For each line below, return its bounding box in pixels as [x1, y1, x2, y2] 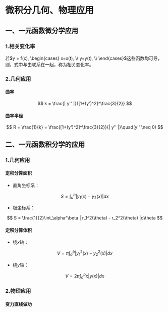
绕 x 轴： [12, 239, 29, 245]
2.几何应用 [5, 75, 31, 82]
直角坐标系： [12, 182, 39, 188]
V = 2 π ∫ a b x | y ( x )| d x [65, 272, 104, 280]
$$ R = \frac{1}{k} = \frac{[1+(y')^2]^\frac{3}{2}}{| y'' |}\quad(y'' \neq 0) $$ [6, 124, 163, 130]
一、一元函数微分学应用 [5, 26, 78, 35]
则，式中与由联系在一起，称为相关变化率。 [5, 61, 94, 67]
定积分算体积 [5, 227, 32, 233]
